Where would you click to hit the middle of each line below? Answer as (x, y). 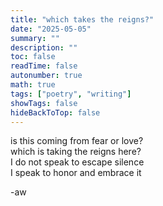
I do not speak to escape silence (77, 162)
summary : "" (35, 38)
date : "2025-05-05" (51, 29)
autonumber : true (46, 76)
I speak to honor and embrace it (76, 173)
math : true (33, 85)
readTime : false (44, 66)
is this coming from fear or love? (77, 141)
